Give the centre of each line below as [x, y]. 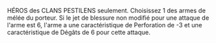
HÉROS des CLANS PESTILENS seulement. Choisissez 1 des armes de [107, 11]
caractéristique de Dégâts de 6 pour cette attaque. [79, 32]
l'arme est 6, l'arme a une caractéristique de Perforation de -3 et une [105, 25]
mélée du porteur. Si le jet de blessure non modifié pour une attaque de [108, 18]
